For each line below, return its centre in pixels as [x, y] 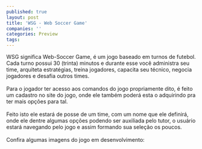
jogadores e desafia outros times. [48, 76]
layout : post [23, 17]
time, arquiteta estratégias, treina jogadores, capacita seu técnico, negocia [99, 69]
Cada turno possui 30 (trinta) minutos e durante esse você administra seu [98, 63]
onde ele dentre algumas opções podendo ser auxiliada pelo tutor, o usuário [101, 120]
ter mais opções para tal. [37, 102]
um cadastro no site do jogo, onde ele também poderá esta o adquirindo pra [101, 95]
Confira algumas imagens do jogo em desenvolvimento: [75, 140]
